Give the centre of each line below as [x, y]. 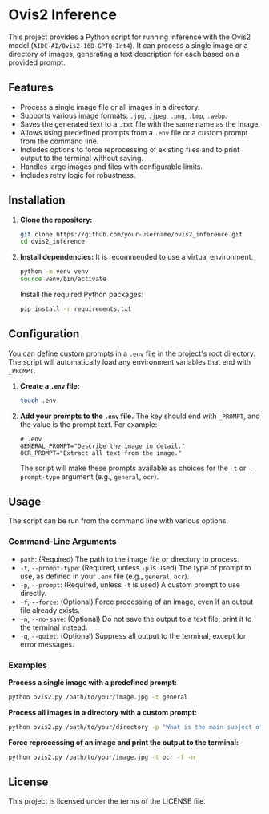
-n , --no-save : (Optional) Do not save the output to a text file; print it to [136, 619]
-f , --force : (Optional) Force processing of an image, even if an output [137, 602]
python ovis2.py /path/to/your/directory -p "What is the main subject [130, 727]
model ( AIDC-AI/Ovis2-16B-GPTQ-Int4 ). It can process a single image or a [128, 45]
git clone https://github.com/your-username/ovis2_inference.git [131, 234]
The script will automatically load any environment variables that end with [130, 361]
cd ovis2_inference [52, 242]
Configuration [44, 334]
